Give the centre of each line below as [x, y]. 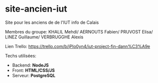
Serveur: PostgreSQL [34, 75]
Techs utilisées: [21, 56]
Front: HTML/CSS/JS [33, 70]
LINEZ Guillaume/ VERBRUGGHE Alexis [44, 37]
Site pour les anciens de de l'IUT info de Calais [52, 22]
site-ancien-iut [36, 9]
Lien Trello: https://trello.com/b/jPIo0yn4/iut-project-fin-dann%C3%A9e [78, 46]
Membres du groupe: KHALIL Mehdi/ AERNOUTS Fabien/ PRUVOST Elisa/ [79, 32]
